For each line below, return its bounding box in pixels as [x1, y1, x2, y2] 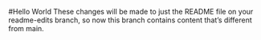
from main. [8, 24, 44, 33]
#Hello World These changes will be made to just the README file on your [8, 7, 254, 16]
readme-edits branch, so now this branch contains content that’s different [8, 15, 253, 25]
